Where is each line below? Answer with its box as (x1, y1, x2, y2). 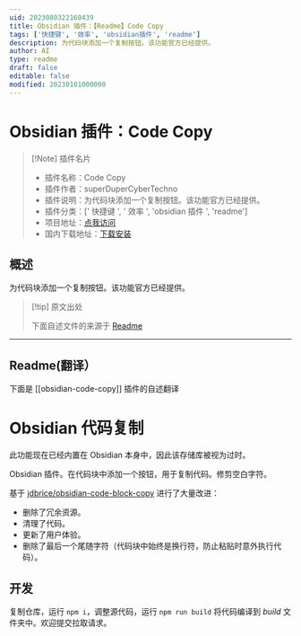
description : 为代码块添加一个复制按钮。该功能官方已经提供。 (9, 38, 215, 48)
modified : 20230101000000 (9, 80, 106, 89)
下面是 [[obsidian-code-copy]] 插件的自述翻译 (9, 384, 179, 394)
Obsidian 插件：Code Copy (9, 121, 213, 142)
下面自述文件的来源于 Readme (30, 321, 143, 331)
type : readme (9, 55, 58, 64)
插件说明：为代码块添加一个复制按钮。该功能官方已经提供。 (44, 194, 265, 205)
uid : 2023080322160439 (9, 13, 94, 22)
